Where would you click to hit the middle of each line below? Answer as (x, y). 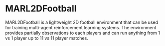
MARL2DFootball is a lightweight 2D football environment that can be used (82, 22)
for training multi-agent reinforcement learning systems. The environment (81, 27)
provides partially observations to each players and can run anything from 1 (83, 33)
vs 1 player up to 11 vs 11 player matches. (47, 38)
